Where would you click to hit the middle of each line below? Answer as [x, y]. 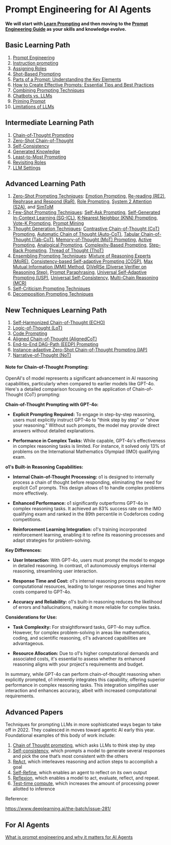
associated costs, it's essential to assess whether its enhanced [79, 659]
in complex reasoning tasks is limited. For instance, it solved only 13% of [89, 446]
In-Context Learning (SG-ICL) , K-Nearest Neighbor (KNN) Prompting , [85, 218]
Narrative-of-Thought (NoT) [42, 355]
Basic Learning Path [38, 45]
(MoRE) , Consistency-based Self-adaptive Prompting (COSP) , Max [83, 261]
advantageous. [28, 644]
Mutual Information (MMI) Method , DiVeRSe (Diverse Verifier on [80, 267]
